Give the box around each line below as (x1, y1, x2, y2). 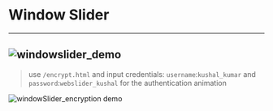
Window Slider (8, 6, 110, 24)
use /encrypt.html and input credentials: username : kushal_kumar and (28, 69, 256, 79)
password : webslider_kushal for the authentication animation (28, 78, 227, 88)
